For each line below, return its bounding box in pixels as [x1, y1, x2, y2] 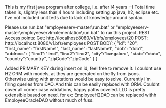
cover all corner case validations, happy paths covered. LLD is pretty [5, 87, 146, 92]
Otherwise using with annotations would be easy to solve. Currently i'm [5, 76, 151, 82]
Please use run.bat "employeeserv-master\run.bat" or [5, 24, 115, 30]
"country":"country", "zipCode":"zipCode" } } [5, 56, 98, 61]
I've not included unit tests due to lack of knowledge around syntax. [5, 15, 144, 20]
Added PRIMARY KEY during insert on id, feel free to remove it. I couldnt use [5, 65, 161, 71]
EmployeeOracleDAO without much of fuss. [5, 97, 94, 103]
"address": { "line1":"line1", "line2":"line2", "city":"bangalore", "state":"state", [5, 51, 161, 56]
